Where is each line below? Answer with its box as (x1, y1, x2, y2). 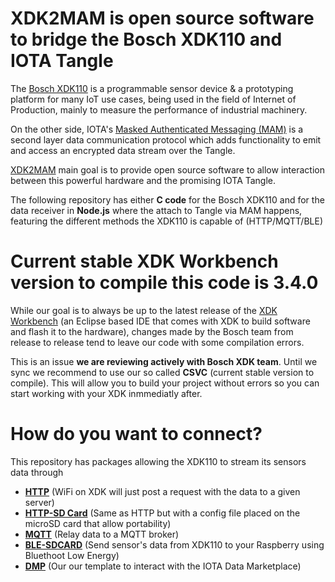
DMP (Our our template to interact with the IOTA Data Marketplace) (24, 560, 302, 572)
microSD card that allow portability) (24, 517, 172, 529)
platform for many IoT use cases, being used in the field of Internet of (10, 93, 297, 105)
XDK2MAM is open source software (10, 7, 315, 30)
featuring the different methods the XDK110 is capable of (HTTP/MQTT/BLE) (10, 215, 323, 227)
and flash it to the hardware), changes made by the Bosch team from (10, 325, 294, 337)
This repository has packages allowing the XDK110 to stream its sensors (10, 455, 307, 467)
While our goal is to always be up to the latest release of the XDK (10, 304, 278, 316)
